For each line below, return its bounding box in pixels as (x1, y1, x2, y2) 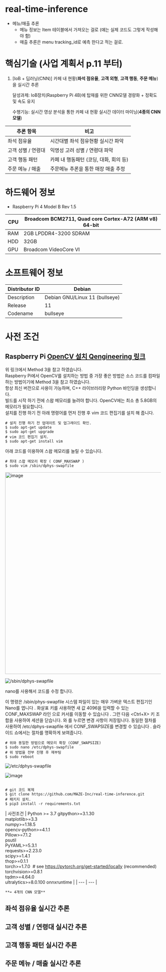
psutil (5, 837, 16, 843)
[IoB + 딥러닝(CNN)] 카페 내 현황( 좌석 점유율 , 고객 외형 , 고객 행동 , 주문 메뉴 (12, 75, 157, 81)
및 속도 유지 (12, 98, 36, 104)
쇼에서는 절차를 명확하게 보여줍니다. (14, 729, 83, 735)
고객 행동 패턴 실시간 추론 (5, 941, 78, 949)
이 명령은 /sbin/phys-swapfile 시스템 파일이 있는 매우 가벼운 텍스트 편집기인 (5, 699, 153, 705)
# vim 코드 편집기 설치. (5, 434, 49, 440)
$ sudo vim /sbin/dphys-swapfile (5, 463, 74, 468)
